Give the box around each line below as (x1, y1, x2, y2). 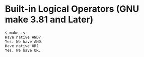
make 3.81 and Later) (5, 14, 94, 25)
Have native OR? (5, 43, 39, 48)
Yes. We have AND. (5, 39, 43, 44)
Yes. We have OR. (5, 48, 41, 53)
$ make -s (5, 30, 26, 35)
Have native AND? (5, 35, 41, 40)
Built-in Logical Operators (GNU (5, 3, 140, 15)
